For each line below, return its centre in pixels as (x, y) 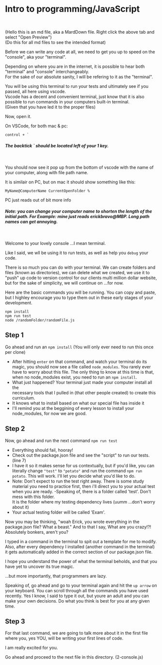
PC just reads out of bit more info (38, 200)
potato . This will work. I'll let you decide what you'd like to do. (74, 476)
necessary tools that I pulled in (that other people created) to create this (84, 393)
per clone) (15, 352)
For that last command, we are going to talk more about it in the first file (76, 633)
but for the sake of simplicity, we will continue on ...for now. (64, 283)
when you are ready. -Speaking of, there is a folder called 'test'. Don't (81, 491)
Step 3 (15, 621)
